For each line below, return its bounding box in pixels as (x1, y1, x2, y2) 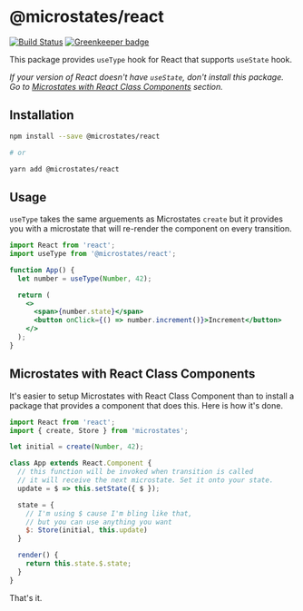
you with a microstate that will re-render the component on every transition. (9, 223, 292, 234)
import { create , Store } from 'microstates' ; (9, 426, 189, 435)
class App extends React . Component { (9, 458, 152, 468)
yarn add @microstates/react (9, 164, 120, 173)
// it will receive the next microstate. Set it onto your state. (17, 476, 274, 485)
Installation (9, 107, 74, 123)
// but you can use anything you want (25, 517, 172, 527)
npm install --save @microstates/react (9, 132, 161, 141)
